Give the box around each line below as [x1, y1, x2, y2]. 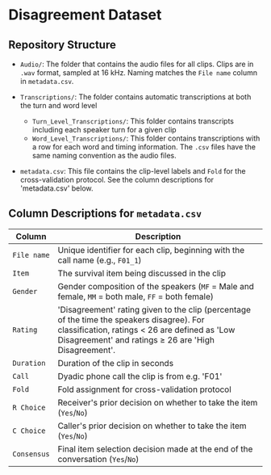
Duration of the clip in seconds [57, 357, 174, 368]
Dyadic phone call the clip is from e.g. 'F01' [57, 370, 223, 381]
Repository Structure [8, 38, 117, 52]
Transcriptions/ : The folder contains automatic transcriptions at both [19, 92, 252, 102]
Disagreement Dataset [8, 6, 162, 24]
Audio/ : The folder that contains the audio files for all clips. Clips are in [19, 59, 254, 69]
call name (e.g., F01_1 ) [57, 254, 142, 266]
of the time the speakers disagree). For [57, 313, 205, 325]
